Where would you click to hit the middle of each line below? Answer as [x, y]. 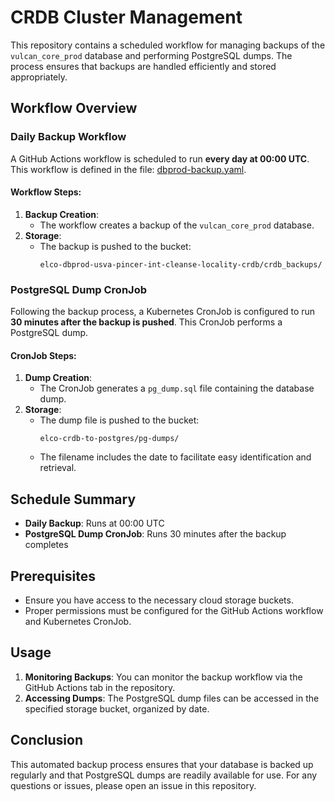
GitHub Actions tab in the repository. [100, 687]
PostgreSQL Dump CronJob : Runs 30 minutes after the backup [155, 534]
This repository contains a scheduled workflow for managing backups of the [168, 45]
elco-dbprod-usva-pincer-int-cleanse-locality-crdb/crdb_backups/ [181, 264]
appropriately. [39, 77]
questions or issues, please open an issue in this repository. [133, 785]
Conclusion [47, 740]
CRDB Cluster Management [126, 17]
